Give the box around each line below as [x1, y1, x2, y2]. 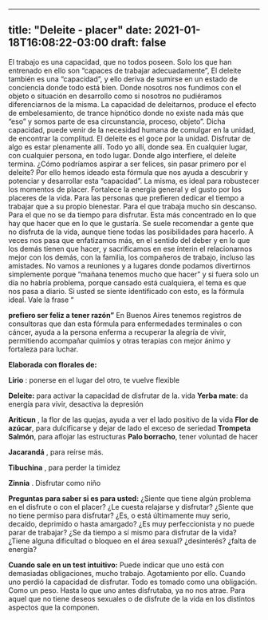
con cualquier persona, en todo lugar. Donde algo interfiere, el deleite [8, 150, 237, 160]
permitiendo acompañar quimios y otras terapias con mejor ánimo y [8, 336, 231, 345]
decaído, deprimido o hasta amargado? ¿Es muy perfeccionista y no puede [8, 519, 255, 528]
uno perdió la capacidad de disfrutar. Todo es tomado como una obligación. [8, 577, 258, 586]
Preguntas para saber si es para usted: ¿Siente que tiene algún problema [8, 493, 251, 503]
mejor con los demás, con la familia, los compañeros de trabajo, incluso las [8, 252, 255, 262]
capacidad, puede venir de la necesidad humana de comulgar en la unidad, [8, 125, 256, 134]
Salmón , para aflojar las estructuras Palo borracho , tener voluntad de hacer [8, 431, 258, 441]
